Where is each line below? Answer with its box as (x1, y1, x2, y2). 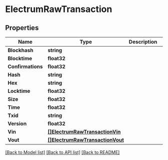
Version (7, 120, 27, 127)
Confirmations (7, 63, 43, 70)
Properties (5, 24, 39, 32)
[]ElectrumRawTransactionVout (47, 136, 124, 143)
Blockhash (7, 47, 33, 54)
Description (128, 39, 157, 45)
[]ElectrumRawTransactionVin (47, 128, 121, 135)
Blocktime (7, 55, 32, 62)
